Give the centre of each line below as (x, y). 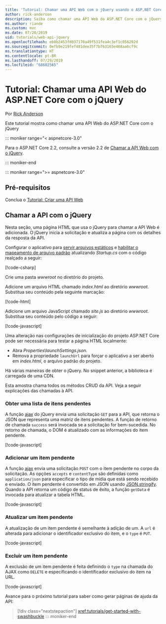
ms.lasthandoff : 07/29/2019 (34, 60)
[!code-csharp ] (21, 267)
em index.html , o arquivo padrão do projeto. (57, 361)
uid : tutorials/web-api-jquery (37, 38)
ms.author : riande (24, 24)
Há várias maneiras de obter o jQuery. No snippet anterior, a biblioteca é (79, 370)
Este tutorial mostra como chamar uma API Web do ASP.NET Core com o (79, 123)
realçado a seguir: (23, 258)
